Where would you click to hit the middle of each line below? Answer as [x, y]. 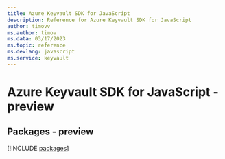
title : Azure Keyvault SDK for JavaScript [69, 13]
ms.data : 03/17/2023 [37, 39]
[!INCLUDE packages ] [38, 148]
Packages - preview [50, 132]
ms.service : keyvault [38, 58]
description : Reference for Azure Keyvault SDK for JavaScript [99, 20]
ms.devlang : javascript [41, 52]
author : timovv [29, 26]
